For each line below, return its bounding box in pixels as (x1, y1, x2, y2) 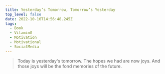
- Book (10, 26, 24, 31)
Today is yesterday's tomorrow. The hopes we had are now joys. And (17, 58, 160, 64)
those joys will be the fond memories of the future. (17, 63, 122, 69)
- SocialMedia (10, 44, 39, 49)
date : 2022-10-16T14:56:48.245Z (5, 16, 73, 21)
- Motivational (10, 40, 42, 45)
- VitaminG (10, 30, 33, 35)
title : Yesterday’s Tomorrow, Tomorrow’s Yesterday (5, 7, 115, 12)
